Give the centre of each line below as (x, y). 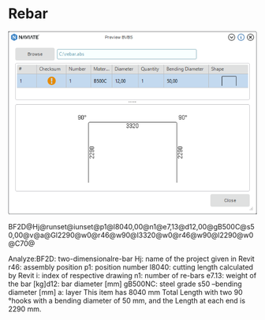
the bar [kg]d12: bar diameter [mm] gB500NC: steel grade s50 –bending (125, 284)
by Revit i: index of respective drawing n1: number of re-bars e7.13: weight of (132, 275)
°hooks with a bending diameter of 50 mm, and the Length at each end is (127, 300)
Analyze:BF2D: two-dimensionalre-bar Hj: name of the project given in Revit (131, 259)
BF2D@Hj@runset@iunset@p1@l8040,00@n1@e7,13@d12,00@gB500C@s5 (131, 226)
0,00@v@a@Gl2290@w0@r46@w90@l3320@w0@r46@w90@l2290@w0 (131, 235)
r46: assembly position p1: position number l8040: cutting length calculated (131, 267)
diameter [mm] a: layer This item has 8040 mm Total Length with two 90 (125, 292)
